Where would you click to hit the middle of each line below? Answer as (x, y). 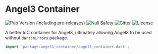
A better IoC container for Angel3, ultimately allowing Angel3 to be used (79, 32)
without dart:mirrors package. (37, 38)
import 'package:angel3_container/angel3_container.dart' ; (67, 47)
